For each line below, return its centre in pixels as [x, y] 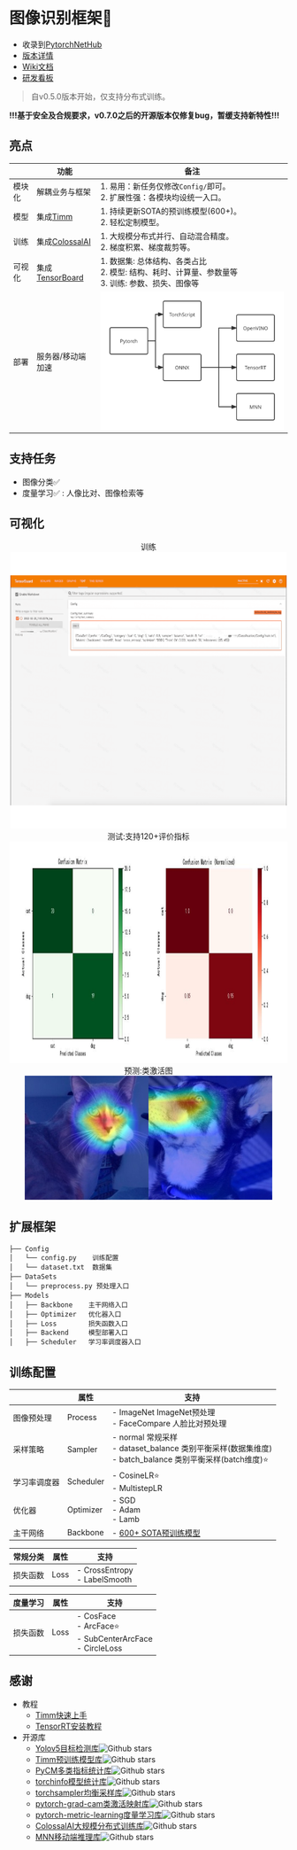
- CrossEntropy [105, 1570]
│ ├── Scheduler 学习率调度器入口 [75, 1342]
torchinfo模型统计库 [71, 1781]
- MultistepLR [137, 1489]
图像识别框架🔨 [61, 18]
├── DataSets [33, 1277]
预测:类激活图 [148, 1070]
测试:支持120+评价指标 [148, 836]
